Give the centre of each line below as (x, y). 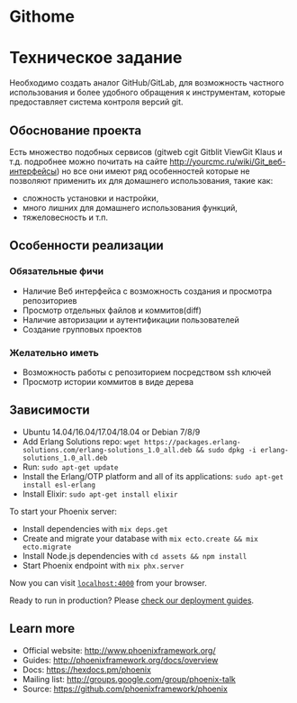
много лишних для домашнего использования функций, (130, 207)
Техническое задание (96, 58)
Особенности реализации (86, 246)
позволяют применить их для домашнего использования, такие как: (141, 180)
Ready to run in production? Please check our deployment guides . (132, 600)
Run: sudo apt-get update (70, 467)
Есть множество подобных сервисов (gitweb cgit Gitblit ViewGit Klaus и (146, 151)
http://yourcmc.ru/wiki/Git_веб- (228, 161)
